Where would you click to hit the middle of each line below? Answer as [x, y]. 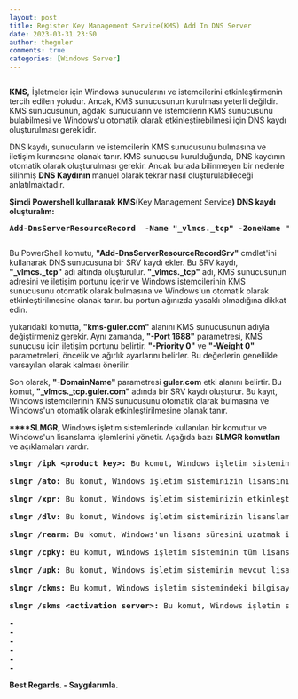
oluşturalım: [32, 211]
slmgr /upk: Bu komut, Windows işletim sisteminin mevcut [138, 570]
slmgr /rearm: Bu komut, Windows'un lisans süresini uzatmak [145, 534]
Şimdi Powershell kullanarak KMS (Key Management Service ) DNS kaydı [143, 202]
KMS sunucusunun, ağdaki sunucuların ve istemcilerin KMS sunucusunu [141, 111]
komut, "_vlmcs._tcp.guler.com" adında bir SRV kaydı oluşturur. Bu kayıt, [143, 391]
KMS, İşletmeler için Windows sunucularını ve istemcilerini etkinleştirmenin [146, 92]
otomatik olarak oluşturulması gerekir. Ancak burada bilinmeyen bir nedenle [147, 166]
